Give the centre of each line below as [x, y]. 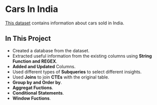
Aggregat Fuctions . [33, 88]
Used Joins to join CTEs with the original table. [61, 77]
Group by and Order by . [37, 82]
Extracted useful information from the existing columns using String [82, 56]
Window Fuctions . [32, 98]
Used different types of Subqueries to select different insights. [77, 72]
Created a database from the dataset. [51, 50]
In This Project [28, 39]
